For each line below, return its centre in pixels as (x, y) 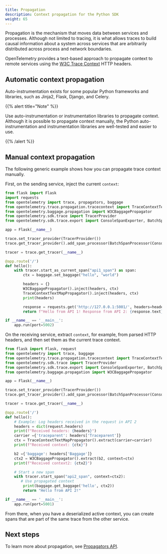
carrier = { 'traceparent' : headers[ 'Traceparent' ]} (68, 436)
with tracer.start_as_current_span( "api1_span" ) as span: (75, 271)
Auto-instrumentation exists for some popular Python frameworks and (77, 91)
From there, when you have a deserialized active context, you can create (80, 514)
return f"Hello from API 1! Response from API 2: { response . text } (93, 312)
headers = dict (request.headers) (49, 426)
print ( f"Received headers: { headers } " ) (55, 431)
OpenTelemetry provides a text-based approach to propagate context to (79, 59)
